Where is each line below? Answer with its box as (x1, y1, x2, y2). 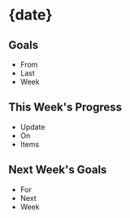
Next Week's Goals (8, 163, 107, 177)
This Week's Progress (8, 100, 123, 115)
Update (19, 122, 45, 132)
